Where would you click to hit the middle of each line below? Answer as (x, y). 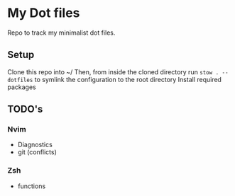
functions (32, 186)
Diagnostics (35, 145)
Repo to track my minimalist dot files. (61, 33)
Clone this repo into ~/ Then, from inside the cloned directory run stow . (113, 71)
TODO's (25, 109)
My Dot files (44, 13)
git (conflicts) (37, 152)
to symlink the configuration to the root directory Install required (128, 79)
